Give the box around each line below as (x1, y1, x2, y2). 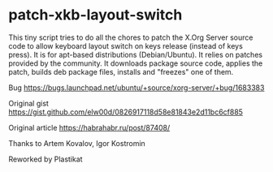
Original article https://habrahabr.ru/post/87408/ (8, 123, 171, 132)
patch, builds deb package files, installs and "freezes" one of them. (8, 67, 234, 76)
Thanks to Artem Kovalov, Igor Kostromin (8, 138, 146, 148)
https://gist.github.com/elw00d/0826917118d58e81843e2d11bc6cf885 (8, 107, 244, 117)
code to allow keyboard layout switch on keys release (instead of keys (8, 41, 244, 50)
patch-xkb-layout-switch (8, 6, 183, 24)
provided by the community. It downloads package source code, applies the (8, 58, 263, 68)
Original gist (8, 98, 49, 108)
